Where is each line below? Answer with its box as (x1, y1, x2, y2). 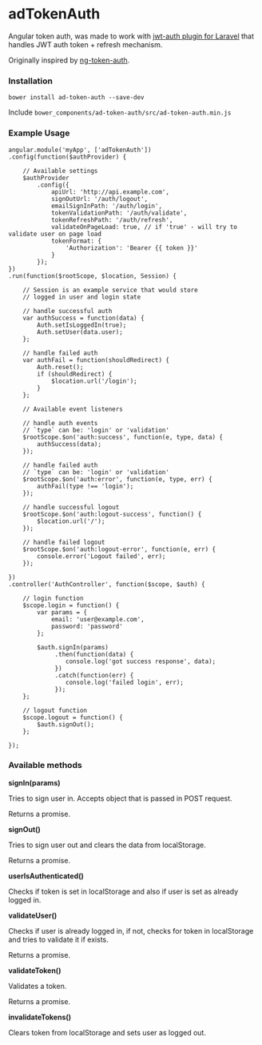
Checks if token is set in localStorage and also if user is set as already (8, 886, 239, 896)
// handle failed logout (22, 538, 105, 546)
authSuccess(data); (37, 440, 102, 448)
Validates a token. (8, 981, 67, 991)
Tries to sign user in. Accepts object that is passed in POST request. (8, 794, 233, 803)
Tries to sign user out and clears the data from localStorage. (8, 840, 206, 850)
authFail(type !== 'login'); (37, 482, 134, 490)
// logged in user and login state (22, 293, 141, 301)
